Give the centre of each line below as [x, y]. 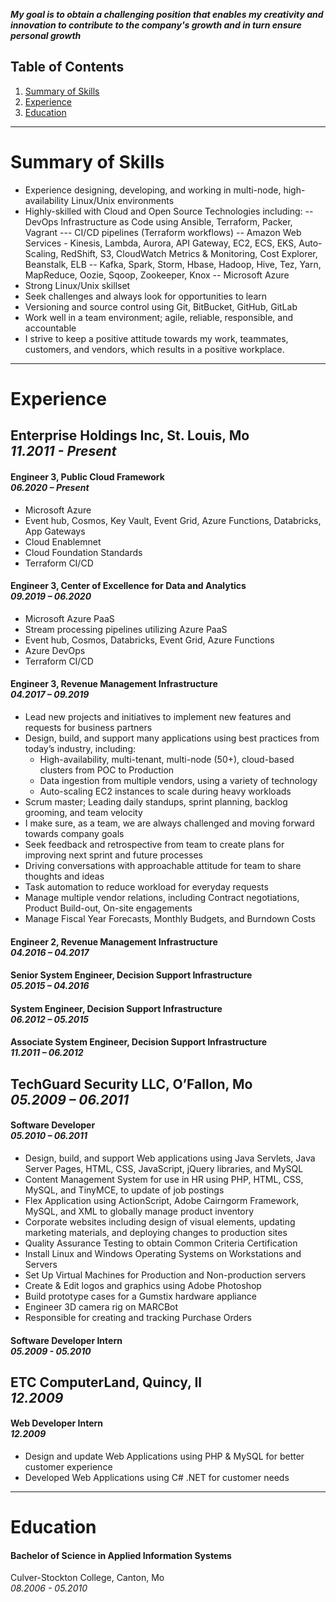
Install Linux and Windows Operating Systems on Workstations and [163, 1253]
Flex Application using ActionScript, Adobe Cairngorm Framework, [162, 1200]
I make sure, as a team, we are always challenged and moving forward [169, 823]
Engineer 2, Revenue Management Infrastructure [114, 941]
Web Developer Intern [57, 1423]
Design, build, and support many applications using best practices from [172, 738]
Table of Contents [67, 67]
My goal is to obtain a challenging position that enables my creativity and [167, 14]
